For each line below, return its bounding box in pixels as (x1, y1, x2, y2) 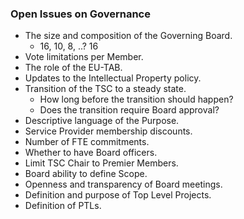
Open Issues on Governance (10, 7, 151, 21)
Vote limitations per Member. (24, 51, 144, 63)
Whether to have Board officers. (24, 147, 158, 159)
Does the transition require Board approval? (39, 104, 220, 116)
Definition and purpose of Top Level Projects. (24, 189, 212, 201)
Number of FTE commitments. (24, 136, 150, 148)
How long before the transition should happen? (39, 93, 234, 106)
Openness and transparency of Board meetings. (24, 178, 223, 191)
